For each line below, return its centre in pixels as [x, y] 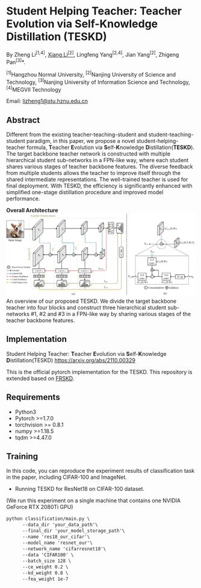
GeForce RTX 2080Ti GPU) [40, 507]
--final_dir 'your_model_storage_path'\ [73, 531]
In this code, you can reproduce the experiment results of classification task [100, 471]
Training [22, 457]
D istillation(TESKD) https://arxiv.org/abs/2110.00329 [71, 360]
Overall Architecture [32, 210]
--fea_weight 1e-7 [45, 579]
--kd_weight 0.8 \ [45, 573]
